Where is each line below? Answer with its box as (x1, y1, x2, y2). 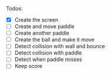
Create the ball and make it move (14, 36, 95, 43)
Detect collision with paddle (14, 49, 82, 56)
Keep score (14, 63, 43, 70)
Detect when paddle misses (14, 56, 82, 63)
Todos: (6, 5, 23, 12)
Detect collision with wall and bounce (14, 43, 106, 50)
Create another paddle (14, 29, 69, 37)
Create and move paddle (14, 23, 75, 30)
